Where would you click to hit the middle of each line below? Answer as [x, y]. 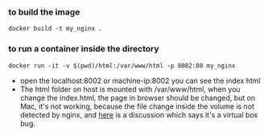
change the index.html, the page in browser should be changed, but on [138, 97]
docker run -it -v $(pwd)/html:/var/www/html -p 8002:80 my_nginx [122, 66]
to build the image [44, 12]
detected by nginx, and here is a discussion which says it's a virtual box [139, 114]
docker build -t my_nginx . [56, 29]
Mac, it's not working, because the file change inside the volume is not [137, 106]
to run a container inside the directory [84, 49]
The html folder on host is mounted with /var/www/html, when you [130, 89]
